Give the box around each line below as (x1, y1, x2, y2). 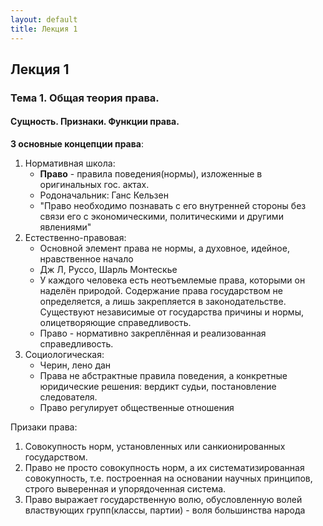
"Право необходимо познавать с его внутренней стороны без (39, 200, 307, 212)
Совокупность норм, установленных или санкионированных (24, 441, 286, 453)
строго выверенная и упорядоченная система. (24, 483, 227, 495)
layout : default (10, 14, 78, 25)
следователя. (39, 391, 98, 403)
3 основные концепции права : (10, 138, 144, 150)
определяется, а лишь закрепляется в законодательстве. (39, 296, 287, 308)
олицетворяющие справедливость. (39, 317, 192, 329)
